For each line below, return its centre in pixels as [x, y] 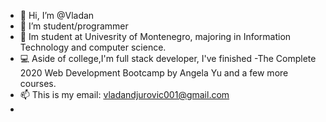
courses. [38, 83]
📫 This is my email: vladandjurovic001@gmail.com [124, 94]
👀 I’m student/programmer [74, 26]
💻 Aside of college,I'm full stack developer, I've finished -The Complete [168, 58]
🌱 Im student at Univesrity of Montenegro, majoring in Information [155, 36]
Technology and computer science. [93, 47]
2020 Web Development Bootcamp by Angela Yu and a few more [154, 73]
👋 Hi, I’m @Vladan [57, 15]
